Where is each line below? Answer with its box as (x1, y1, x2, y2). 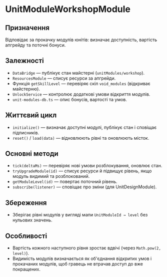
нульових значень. (12, 217, 52, 223)
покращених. (12, 266, 41, 272)
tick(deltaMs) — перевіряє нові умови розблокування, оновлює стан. (12, 163, 162, 169)
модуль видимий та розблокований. (12, 173, 90, 179)
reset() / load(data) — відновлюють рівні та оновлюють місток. (12, 135, 149, 141)
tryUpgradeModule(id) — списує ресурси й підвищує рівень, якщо (12, 168, 152, 174)
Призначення (5, 24, 50, 32)
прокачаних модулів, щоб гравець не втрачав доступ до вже (12, 261, 143, 267)
